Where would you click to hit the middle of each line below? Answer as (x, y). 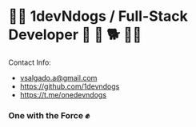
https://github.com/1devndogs (70, 86)
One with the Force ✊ (49, 115)
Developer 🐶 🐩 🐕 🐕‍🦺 (75, 35)
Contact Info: (30, 62)
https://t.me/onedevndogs (63, 94)
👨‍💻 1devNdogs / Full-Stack (98, 16)
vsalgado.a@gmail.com (58, 77)
